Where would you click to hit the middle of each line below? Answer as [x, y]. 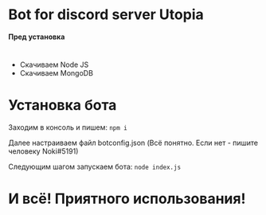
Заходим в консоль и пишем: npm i [68, 127]
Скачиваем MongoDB [57, 73]
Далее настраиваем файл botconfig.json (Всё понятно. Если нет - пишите [133, 143]
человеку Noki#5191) [43, 151]
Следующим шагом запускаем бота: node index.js [95, 167]
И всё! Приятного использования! [127, 199]
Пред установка [37, 37]
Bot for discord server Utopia [106, 15]
